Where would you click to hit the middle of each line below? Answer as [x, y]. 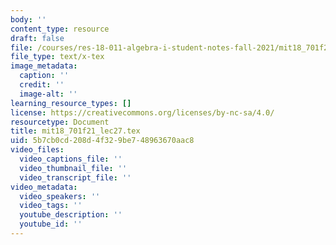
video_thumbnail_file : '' [73, 168]
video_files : [37, 150]
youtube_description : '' [71, 215]
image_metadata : [44, 66]
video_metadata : [44, 187]
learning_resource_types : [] [71, 103]
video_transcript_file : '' [75, 177]
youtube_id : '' [51, 224]
